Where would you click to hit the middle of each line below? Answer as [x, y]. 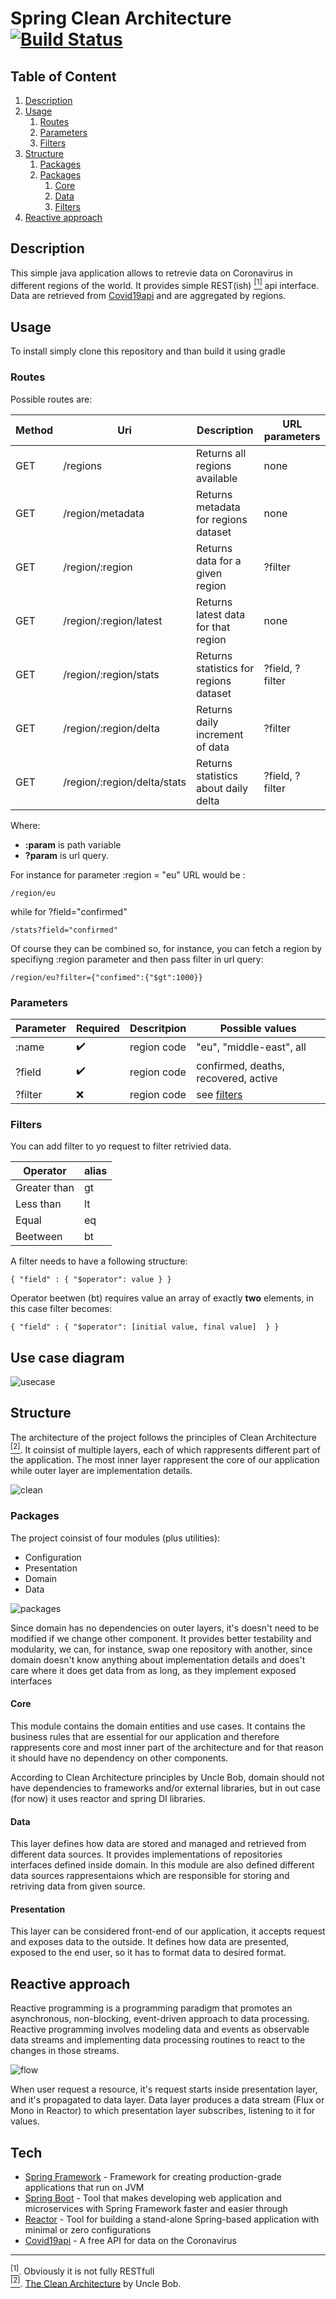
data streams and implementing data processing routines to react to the [158, 2040]
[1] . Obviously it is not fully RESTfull [82, 2270]
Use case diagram [67, 1357]
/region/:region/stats [111, 674]
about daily [222, 788]
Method [34, 430]
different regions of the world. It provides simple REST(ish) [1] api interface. [165, 284]
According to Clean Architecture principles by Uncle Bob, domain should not [167, 1777]
